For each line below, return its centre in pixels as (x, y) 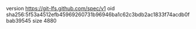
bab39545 (19, 21)
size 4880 (44, 21)
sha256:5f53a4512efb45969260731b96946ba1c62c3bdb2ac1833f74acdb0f (98, 14)
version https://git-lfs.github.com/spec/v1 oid (61, 8)
